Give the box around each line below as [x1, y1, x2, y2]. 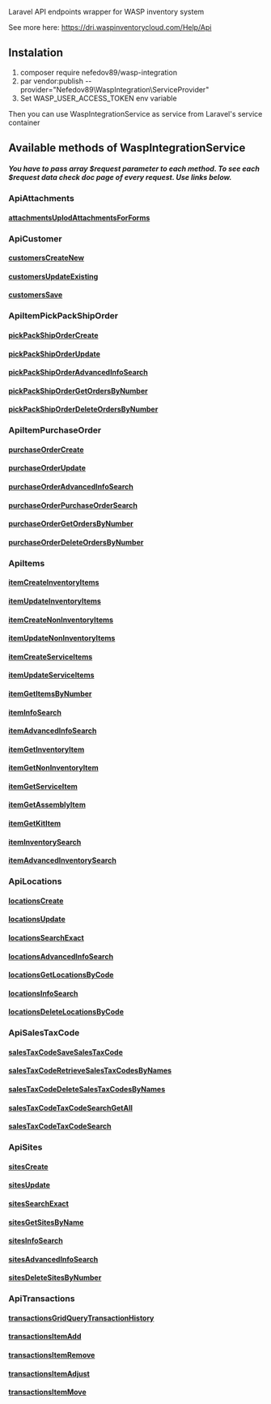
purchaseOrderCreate [8, 445, 84, 454]
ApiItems [8, 557, 45, 569]
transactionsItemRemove [8, 1351, 95, 1360]
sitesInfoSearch [8, 1235, 63, 1246]
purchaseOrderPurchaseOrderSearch [8, 500, 138, 510]
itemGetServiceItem [8, 781, 78, 791]
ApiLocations [8, 876, 62, 887]
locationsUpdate [8, 915, 66, 924]
